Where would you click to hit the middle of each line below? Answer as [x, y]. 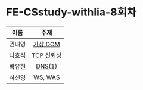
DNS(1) [46, 66]
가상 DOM [47, 44]
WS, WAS [46, 77]
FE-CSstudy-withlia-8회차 [71, 12]
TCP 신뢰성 [47, 55]
